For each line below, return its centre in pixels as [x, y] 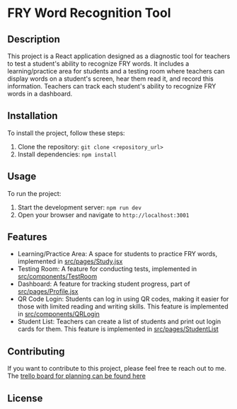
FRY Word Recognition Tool [89, 13]
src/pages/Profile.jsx [48, 292]
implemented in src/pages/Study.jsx [70, 261]
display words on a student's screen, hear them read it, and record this [111, 79]
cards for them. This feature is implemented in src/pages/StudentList [118, 329]
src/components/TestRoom [57, 277]
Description [34, 39]
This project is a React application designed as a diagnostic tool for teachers [119, 56]
